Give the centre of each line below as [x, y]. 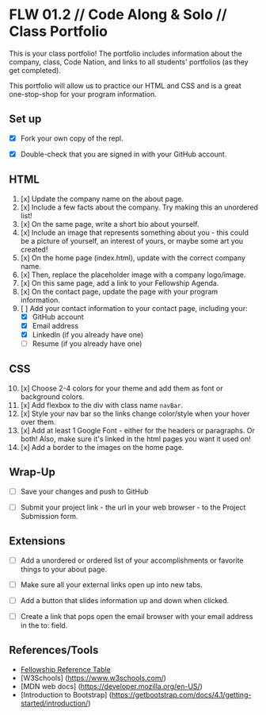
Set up [25, 119]
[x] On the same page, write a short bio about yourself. [110, 224]
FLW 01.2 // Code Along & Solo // [118, 15]
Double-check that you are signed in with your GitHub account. [123, 154]
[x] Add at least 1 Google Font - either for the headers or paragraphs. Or [138, 430]
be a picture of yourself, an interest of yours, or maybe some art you [132, 240]
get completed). [35, 70]
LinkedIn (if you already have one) [88, 334]
